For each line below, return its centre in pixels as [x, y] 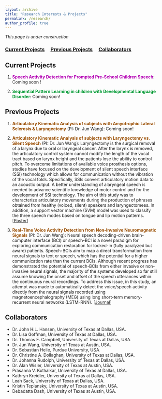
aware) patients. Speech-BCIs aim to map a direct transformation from [82, 250]
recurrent [21, 302]
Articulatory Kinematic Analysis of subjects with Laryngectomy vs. [81, 138]
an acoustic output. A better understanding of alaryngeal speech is [79, 184]
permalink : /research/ [28, 18]
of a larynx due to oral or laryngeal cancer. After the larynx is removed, [82, 148]
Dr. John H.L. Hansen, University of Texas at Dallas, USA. [69, 329]
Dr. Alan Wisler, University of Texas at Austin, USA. [63, 365]
